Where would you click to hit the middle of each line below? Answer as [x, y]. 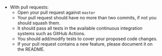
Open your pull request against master [56, 12]
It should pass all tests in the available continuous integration [80, 28]
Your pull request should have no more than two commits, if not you [87, 18]
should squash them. [39, 23]
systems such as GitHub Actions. [51, 33]
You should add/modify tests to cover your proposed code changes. [87, 39]
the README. [31, 49]
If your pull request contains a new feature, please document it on [85, 44]
